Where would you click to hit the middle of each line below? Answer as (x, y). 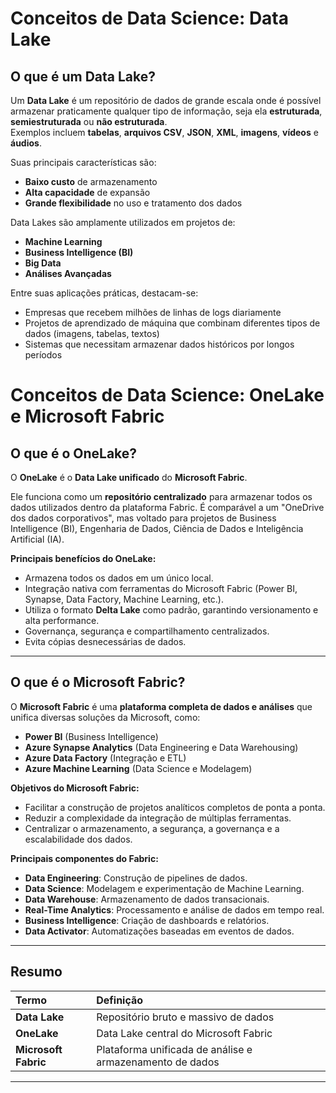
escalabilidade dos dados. (78, 839)
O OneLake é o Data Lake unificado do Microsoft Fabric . (129, 477)
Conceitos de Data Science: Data (150, 18)
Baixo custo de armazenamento (91, 181)
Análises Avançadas (68, 273)
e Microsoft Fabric (87, 416)
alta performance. (62, 620)
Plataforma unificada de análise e (174, 1049)
